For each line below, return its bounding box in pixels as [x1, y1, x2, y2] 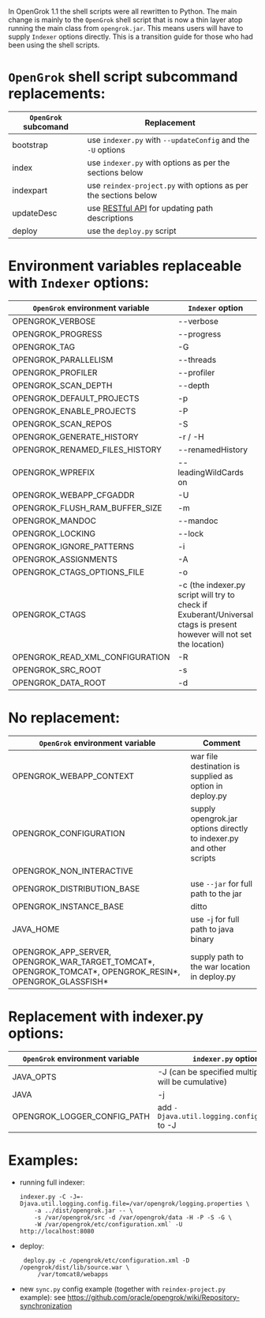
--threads [177, 354, 217, 365]
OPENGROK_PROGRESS [12, 328, 103, 339]
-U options [87, 144, 125, 155]
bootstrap [12, 139, 49, 150]
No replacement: [8, 709, 121, 727]
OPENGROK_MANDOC [12, 515, 97, 526]
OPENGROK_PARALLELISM [12, 354, 114, 365]
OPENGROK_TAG [12, 341, 76, 352]
